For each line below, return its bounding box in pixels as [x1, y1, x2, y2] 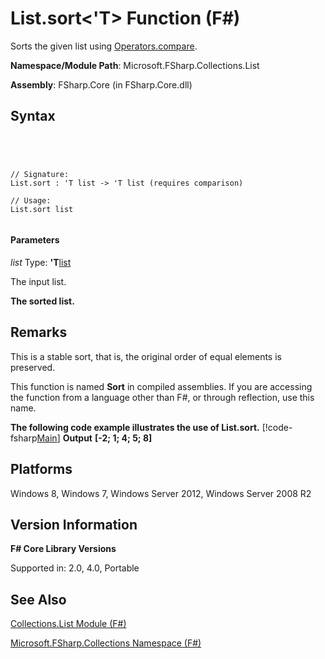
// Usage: [10, 195, 52, 206]
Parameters [10, 234, 60, 246]
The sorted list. [10, 295, 75, 307]
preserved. [10, 361, 56, 373]
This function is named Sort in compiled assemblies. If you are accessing [10, 380, 313, 392]
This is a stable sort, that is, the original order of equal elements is [10, 350, 282, 362]
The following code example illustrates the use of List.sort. [10, 421, 260, 433]
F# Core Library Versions [10, 543, 117, 555]
